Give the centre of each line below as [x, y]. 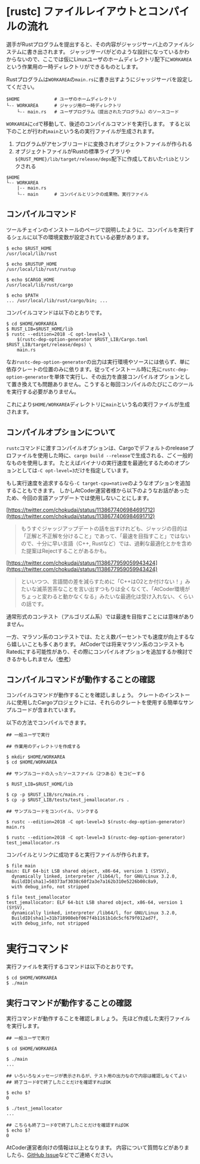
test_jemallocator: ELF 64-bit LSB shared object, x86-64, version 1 [95, 903]
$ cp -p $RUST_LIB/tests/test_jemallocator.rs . [68, 800]
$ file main [21, 866]
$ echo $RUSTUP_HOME [32, 264]
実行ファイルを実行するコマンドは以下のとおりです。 [71, 966]
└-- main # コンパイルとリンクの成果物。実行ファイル [83, 194]
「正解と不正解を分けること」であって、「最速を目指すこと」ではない [106, 536]
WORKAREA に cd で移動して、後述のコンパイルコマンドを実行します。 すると [96, 124]
